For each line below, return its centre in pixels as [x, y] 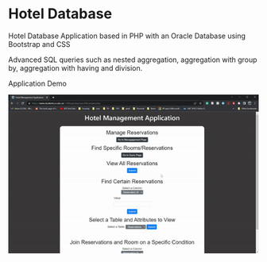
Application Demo [38, 83]
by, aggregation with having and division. [75, 67]
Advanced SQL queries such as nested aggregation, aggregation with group [133, 60]
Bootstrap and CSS [39, 44]
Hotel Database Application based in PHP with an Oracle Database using [127, 36]
